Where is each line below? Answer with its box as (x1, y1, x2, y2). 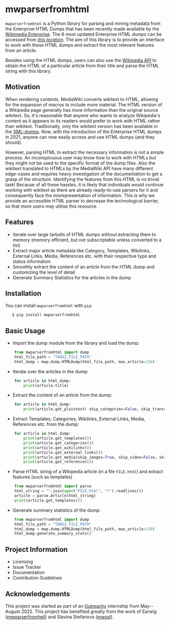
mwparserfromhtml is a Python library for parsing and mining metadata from (5, 20, 161, 26)
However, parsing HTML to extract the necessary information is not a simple (5, 149, 164, 155)
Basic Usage (5, 326, 46, 335)
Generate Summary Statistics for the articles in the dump (12, 274, 132, 280)
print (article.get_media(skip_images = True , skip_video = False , (23, 454, 157, 460)
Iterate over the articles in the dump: (12, 368, 89, 374)
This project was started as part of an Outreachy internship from (5, 603, 140, 609)
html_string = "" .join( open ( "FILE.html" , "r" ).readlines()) (14, 488, 144, 494)
